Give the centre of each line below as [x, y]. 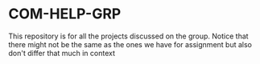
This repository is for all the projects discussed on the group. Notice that [128, 36]
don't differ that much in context [62, 53]
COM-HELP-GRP [65, 14]
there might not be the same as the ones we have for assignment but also [130, 44]
